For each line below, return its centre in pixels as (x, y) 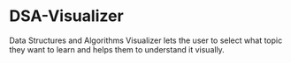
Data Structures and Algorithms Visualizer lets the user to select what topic (146, 40)
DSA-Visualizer (66, 16)
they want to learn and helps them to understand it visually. (117, 49)
